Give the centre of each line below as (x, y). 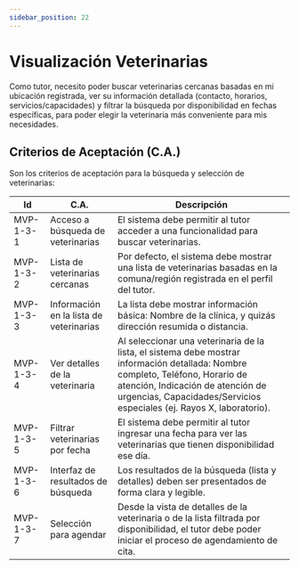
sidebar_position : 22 (49, 17)
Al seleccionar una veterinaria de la (191, 341)
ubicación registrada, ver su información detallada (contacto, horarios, (138, 95)
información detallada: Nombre (182, 363)
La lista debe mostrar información (187, 305)
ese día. (134, 456)
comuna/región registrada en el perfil (195, 279)
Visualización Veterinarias (109, 61)
